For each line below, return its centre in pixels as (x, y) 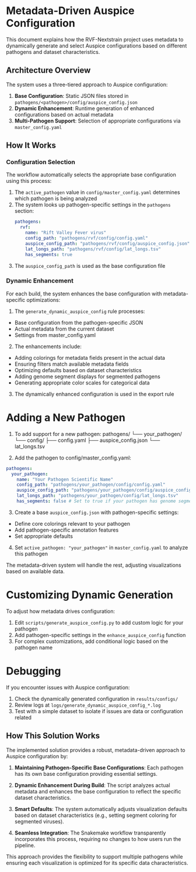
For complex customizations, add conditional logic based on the (91, 641)
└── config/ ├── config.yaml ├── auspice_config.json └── (87, 440)
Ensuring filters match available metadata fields (71, 364)
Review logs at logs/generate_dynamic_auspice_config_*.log (87, 705)
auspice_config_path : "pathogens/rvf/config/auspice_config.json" (108, 243)
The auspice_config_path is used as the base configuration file (90, 265)
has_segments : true (49, 254)
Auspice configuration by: (37, 756)
